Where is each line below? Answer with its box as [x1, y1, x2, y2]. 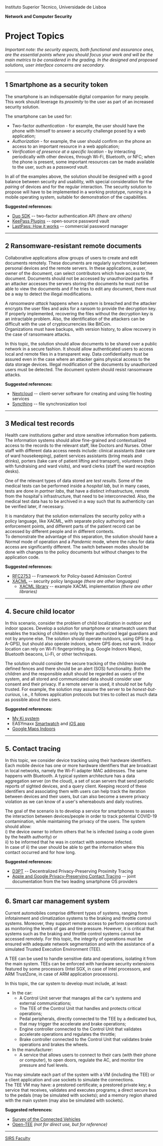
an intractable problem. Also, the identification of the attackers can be [5, 316, 145, 322]
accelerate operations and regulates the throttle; [19, 1031, 116, 1037]
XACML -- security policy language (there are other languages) [12, 578, 139, 584]
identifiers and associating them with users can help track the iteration [5, 788, 146, 794]
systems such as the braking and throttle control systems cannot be [5, 930, 141, 937]
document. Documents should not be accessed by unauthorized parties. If [5, 275, 154, 281]
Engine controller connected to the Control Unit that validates [19, 1026, 142, 1032]
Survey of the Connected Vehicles [12, 1116, 81, 1122]
